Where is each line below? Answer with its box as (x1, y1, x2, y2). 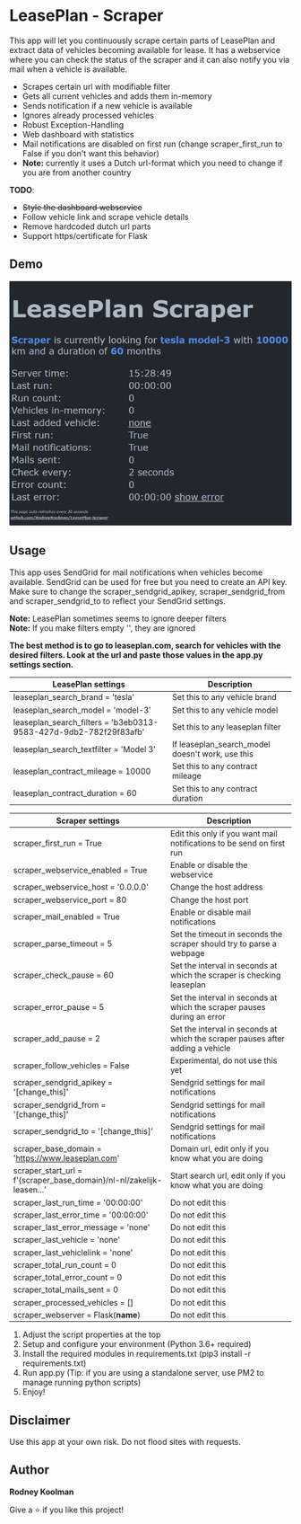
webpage (169, 948, 205, 959)
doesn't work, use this (171, 749, 254, 759)
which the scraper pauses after (169, 1032, 285, 1043)
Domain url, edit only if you (169, 1143, 269, 1155)
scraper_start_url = (13, 1165, 83, 1176)
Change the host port (169, 894, 249, 905)
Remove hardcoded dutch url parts (21, 221, 151, 232)
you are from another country (21, 167, 132, 178)
